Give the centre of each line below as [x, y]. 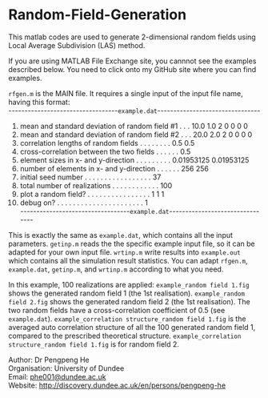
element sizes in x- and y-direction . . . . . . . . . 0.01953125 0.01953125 [134, 160]
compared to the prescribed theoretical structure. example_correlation [125, 336]
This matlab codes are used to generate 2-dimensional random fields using [132, 37]
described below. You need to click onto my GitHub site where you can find [132, 69]
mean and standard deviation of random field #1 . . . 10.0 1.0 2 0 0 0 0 [134, 126]
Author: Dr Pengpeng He [49, 360]
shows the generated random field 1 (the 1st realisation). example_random [127, 293]
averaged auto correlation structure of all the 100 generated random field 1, [132, 327]
